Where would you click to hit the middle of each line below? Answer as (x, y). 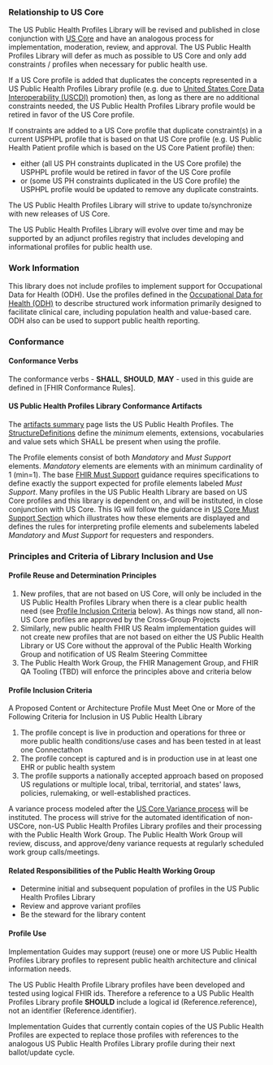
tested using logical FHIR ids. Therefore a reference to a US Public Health (131, 993)
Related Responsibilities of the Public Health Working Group (112, 871)
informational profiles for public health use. (80, 247)
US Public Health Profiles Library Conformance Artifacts (106, 406)
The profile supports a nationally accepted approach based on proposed (142, 776)
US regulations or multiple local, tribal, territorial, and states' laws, (130, 784)
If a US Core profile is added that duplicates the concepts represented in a (133, 81)
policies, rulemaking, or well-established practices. (105, 793)
